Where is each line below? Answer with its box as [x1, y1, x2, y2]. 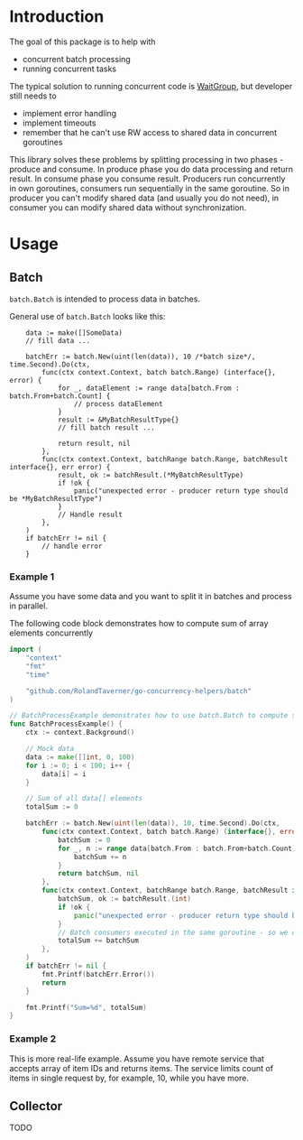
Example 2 [9, 1033, 57, 1045]
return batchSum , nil [57, 869, 140, 878]
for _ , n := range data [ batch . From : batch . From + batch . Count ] [57, 844, 297, 853]
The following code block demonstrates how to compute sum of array [9, 618, 269, 629]
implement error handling [22, 107, 117, 118]
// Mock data [25, 745, 75, 754]
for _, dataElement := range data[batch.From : [57, 384, 241, 393]
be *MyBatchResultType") [9, 494, 103, 503]
